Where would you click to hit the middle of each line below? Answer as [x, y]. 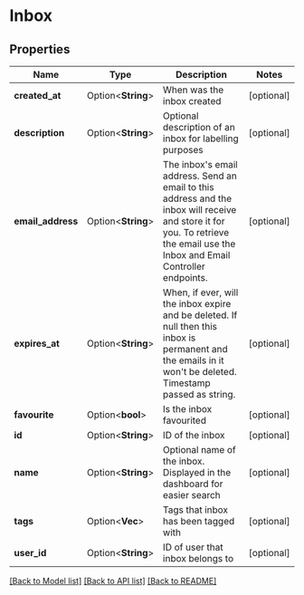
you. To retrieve [196, 232]
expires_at [37, 343]
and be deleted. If [200, 315]
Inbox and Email [196, 255]
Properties [40, 49]
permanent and [195, 349]
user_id [30, 553]
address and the [197, 198]
